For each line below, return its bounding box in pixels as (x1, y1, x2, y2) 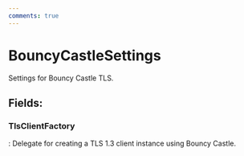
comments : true (8, 11, 59, 20)
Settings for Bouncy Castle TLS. (8, 73, 114, 83)
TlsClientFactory (8, 120, 75, 131)
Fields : (8, 96, 43, 109)
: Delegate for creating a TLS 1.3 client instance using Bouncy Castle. (8, 138, 237, 149)
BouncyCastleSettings (8, 46, 162, 64)
